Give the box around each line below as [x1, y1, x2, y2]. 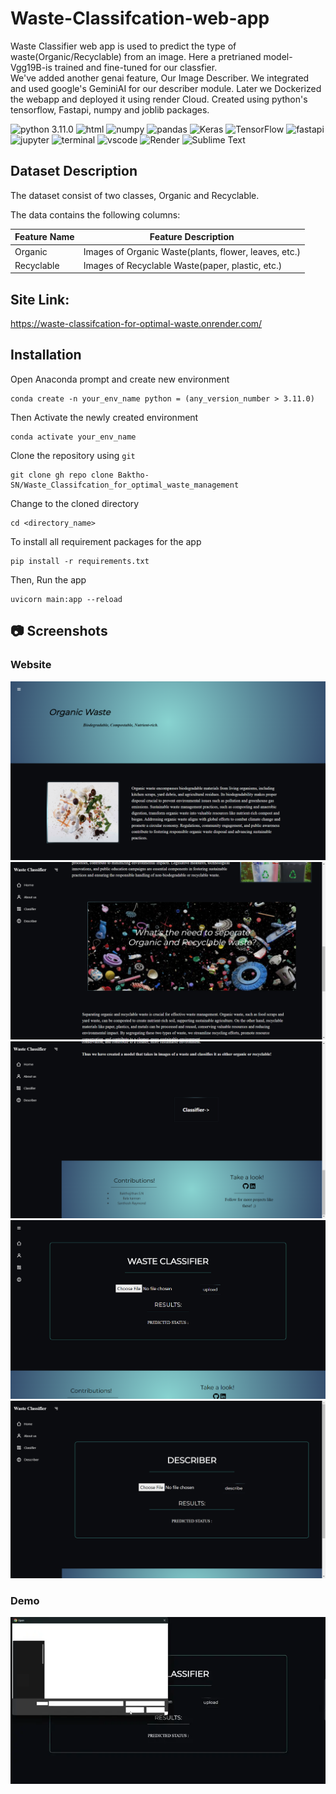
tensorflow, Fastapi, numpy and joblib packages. [10, 103, 210, 116]
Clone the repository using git [10, 449, 136, 461]
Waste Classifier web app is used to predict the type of [10, 40, 237, 52]
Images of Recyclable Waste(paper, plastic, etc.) [83, 259, 283, 271]
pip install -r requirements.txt [10, 556, 150, 566]
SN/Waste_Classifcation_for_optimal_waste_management [10, 480, 240, 490]
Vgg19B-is [10, 61, 53, 73]
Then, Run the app [10, 573, 87, 586]
